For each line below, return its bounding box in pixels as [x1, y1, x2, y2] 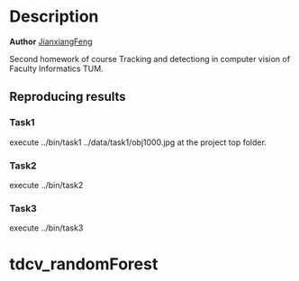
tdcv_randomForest [9, 254, 159, 275]
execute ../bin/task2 [9, 179, 84, 190]
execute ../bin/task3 [9, 222, 84, 233]
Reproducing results [9, 89, 126, 104]
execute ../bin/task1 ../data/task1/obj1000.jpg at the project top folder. [9, 137, 267, 148]
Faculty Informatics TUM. [9, 63, 104, 74]
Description [9, 6, 99, 27]
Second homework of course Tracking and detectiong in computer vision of [9, 53, 291, 64]
